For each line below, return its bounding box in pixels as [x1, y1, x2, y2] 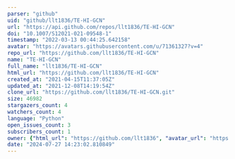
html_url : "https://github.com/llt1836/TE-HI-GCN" [7, 69, 159, 76]
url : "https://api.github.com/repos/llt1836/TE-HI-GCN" [7, 23, 175, 30]
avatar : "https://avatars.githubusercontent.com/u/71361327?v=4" [7, 43, 203, 50]
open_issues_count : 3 [7, 121, 71, 129]
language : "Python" [7, 115, 65, 122]
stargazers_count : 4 [7, 102, 68, 109]
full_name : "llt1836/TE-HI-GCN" [7, 63, 102, 70]
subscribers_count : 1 [7, 128, 71, 135]
